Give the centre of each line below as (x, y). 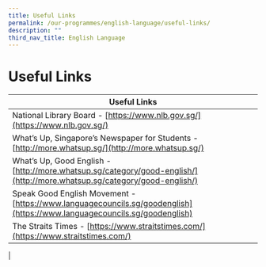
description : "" (35, 30)
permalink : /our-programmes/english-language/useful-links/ (110, 23)
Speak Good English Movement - (74, 193)
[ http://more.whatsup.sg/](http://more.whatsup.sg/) (108, 148)
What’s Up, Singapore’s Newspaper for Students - (105, 138)
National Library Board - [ (60, 116)
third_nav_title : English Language (67, 38)
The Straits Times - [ (51, 227)
